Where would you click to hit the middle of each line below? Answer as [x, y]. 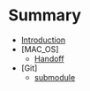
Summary [45, 15]
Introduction [43, 40]
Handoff [49, 58]
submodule [55, 77]
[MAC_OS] [40, 49]
